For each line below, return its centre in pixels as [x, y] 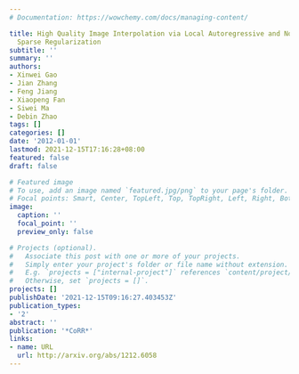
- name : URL [31, 347]
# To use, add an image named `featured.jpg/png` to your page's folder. [149, 191]
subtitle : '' [33, 50]
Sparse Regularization [59, 42]
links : [21, 339]
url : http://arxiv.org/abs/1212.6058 [87, 356]
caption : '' [40, 215]
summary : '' [31, 59]
